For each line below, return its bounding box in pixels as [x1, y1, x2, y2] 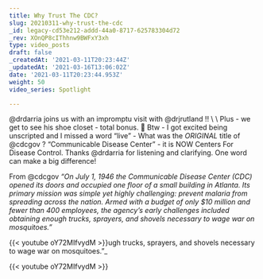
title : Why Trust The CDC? [9, 11, 99, 20]
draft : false [9, 48, 52, 56]
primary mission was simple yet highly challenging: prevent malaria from [9, 188, 248, 199]
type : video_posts [9, 41, 70, 49]
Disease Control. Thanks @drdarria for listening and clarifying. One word [9, 148, 247, 157]
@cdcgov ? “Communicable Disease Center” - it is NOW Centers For [9, 140, 234, 149]
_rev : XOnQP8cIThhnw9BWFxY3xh [9, 33, 110, 42]
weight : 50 [9, 78, 45, 86]
